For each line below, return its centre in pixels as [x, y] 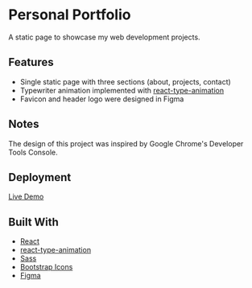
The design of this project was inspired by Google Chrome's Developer [126, 143]
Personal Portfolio [70, 15]
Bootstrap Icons [46, 267]
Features [31, 62]
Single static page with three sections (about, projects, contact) [125, 81]
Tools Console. [33, 152]
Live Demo [26, 197]
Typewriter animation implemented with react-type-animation [122, 90]
